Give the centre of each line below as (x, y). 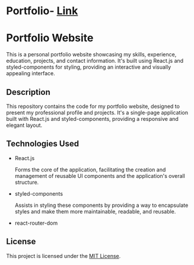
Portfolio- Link (42, 11)
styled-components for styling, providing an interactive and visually (89, 67)
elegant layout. (24, 125)
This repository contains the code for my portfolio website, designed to (93, 106)
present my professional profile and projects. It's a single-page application (97, 112)
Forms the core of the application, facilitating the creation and (90, 170)
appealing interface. (31, 74)
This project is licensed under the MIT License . (63, 256)
